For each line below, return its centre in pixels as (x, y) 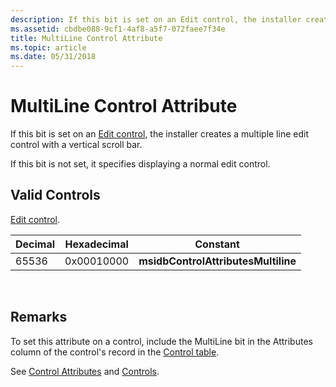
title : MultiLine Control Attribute (86, 38)
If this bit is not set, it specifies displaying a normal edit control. (140, 164)
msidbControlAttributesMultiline (217, 261)
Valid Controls (55, 195)
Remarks (39, 317)
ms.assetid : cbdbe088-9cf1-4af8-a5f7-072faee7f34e (118, 29)
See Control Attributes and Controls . (85, 371)
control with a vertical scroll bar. (76, 145)
